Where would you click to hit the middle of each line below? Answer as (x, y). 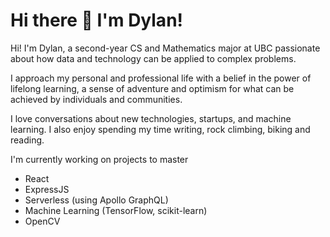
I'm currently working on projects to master (99, 159)
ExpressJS (47, 189)
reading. (27, 140)
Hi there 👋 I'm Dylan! (97, 20)
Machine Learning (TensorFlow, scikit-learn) (116, 210)
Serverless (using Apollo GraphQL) (96, 200)
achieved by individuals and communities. (96, 99)
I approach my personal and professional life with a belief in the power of (161, 78)
